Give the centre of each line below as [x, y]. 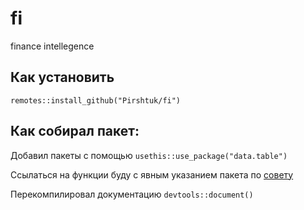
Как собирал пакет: [75, 131]
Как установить [62, 77]
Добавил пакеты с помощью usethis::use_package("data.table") [149, 155]
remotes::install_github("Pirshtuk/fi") [96, 100]
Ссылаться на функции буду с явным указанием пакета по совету [152, 174]
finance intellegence [52, 46]
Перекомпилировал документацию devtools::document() [132, 194]
